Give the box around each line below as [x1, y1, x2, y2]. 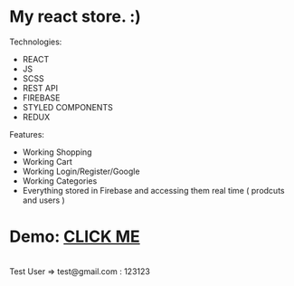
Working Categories [22, 175, 98, 186]
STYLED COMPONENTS [22, 101, 113, 112]
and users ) [22, 195, 65, 205]
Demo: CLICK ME [9, 226, 140, 247]
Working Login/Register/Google [22, 166, 140, 176]
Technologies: [9, 36, 62, 47]
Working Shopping [22, 147, 92, 157]
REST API [22, 82, 59, 93]
